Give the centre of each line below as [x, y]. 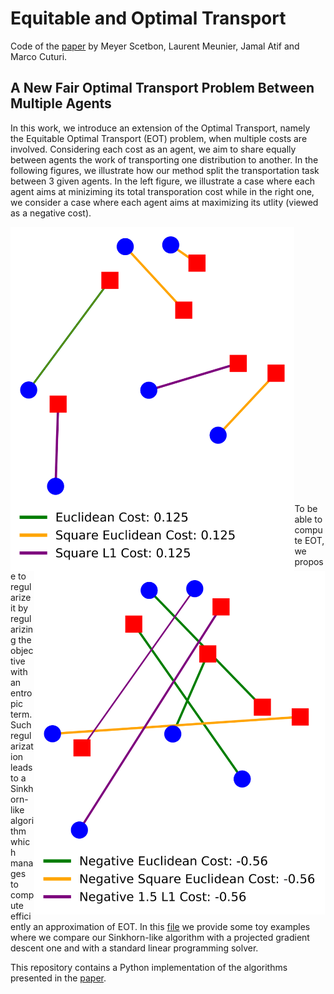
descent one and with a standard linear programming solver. [134, 948]
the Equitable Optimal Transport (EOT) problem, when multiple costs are [159, 138]
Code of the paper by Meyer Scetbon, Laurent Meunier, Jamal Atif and [155, 46]
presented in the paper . [58, 978]
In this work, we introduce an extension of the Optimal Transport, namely [160, 128]
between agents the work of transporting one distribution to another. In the [164, 159]
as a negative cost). [51, 213]
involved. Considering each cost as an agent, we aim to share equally [153, 149]
